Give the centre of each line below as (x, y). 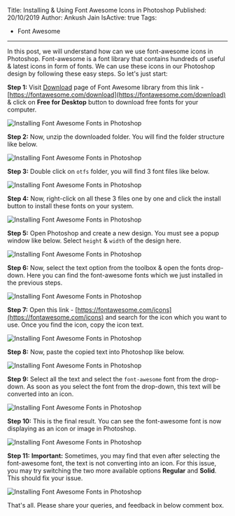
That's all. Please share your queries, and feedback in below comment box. (116, 505)
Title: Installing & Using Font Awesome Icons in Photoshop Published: (107, 10)
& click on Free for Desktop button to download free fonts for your (103, 102)
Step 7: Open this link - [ (43, 310)
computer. (22, 109)
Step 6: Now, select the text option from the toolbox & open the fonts (107, 268)
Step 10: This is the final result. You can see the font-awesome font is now (114, 421)
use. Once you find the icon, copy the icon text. (76, 325)
